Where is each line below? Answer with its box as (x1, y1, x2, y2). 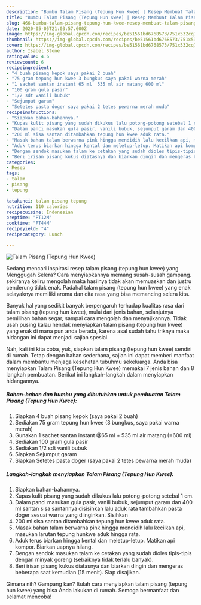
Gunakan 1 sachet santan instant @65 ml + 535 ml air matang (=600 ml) (14, 431, 193, 438)
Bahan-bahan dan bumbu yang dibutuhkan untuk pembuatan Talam (6, 391, 181, 398)
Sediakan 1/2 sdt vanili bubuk (14, 444, 87, 452)
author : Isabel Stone (6, 48, 60, 54)
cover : (6, 43, 23, 49)
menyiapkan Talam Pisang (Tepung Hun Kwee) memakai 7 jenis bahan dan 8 (6, 364, 194, 372)
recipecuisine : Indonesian (6, 209, 74, 215)
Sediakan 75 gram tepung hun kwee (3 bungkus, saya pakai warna (14, 419, 179, 426)
